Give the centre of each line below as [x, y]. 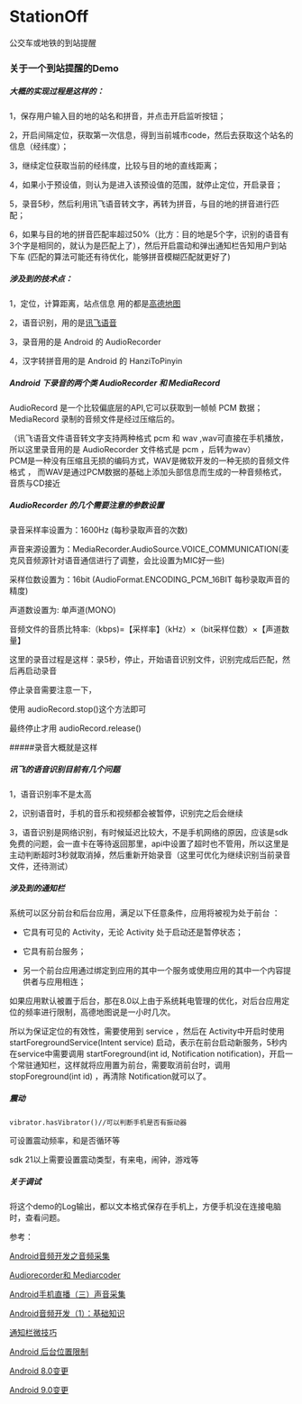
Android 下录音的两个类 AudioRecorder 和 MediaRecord [115, 383]
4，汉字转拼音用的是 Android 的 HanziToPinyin [96, 360]
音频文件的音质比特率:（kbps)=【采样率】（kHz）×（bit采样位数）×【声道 [146, 629]
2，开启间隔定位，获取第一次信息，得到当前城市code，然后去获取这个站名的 [151, 135]
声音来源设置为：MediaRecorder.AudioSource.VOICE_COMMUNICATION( [146, 549]
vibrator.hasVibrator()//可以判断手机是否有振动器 [98, 1122]
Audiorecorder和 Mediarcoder [65, 1275]
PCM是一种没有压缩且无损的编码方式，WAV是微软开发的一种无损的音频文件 [150, 460]
